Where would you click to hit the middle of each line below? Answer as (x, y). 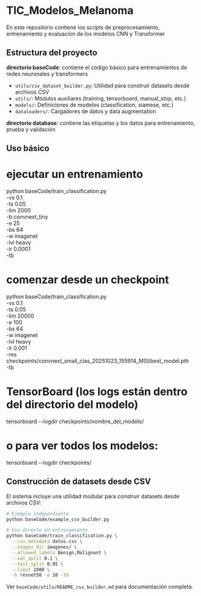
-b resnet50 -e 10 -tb (40, 575)
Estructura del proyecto (52, 53)
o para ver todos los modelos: (82, 446)
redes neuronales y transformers (47, 74)
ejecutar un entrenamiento (75, 175)
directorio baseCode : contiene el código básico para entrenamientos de (97, 67)
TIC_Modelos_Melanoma (70, 11)
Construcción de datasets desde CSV (79, 482)
